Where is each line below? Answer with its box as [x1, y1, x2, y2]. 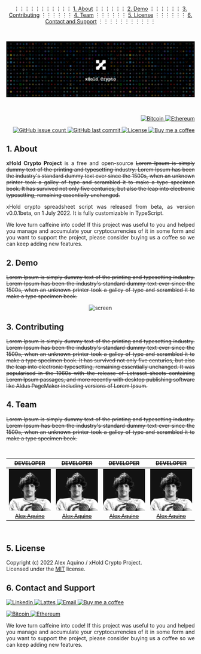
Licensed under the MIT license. [6, 565, 86, 572]
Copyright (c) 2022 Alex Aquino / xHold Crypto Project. [6, 559, 142, 566]
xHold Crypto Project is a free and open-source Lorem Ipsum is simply [6, 160, 195, 167]
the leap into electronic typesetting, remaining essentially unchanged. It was [6, 363, 195, 371]
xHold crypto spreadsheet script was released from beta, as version [6, 203, 195, 211]
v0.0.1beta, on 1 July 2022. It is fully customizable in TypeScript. [6, 209, 164, 217]
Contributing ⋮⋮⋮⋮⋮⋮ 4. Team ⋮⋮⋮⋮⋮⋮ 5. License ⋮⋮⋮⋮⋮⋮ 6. [8, 11, 193, 19]
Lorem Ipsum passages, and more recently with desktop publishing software [6, 376, 195, 383]
